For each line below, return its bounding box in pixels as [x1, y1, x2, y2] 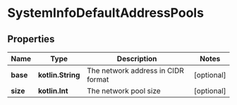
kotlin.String [37, 70, 80, 80]
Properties [7, 33, 55, 45]
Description [116, 54, 157, 63]
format [87, 75, 109, 84]
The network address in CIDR [87, 66, 185, 75]
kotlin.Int [37, 86, 68, 96]
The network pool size [87, 86, 161, 96]
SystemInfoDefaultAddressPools [7, 5, 205, 21]
